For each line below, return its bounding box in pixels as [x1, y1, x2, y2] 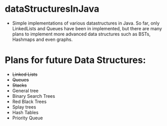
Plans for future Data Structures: [5, 54, 146, 66]
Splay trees [12, 103, 36, 110]
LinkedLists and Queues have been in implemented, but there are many [12, 25, 162, 31]
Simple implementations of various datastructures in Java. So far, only [12, 20, 160, 26]
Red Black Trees [12, 98, 47, 104]
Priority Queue [12, 115, 43, 121]
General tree [12, 88, 39, 94]
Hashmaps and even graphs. [12, 36, 73, 43]
